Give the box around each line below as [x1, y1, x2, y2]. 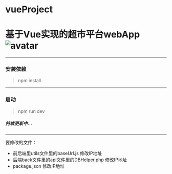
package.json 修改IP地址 [12, 163, 65, 169]
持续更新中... [5, 121, 33, 127]
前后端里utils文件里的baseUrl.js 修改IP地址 [12, 150, 102, 156]
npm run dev [17, 108, 45, 114]
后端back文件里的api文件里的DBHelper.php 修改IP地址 [12, 157, 127, 163]
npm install [17, 78, 41, 84]
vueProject [5, 4, 53, 15]
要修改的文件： [5, 139, 37, 145]
